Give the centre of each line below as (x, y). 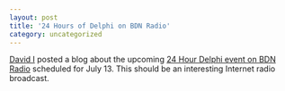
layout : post (34, 17)
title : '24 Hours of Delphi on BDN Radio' (90, 26)
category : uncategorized (56, 34)
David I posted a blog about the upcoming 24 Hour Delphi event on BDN (142, 60)
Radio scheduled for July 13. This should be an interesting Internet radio (142, 69)
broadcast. (29, 79)
